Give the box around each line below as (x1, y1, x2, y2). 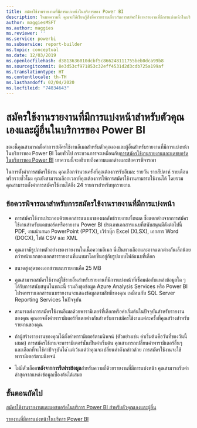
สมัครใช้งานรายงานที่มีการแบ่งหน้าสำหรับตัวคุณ (6, 111, 185, 124)
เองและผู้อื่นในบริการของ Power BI (6, 123, 145, 137)
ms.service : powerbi (6, 36, 57, 42)
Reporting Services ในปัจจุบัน (14, 296, 82, 303)
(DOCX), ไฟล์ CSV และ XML (14, 234, 78, 241)
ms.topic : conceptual (6, 47, 59, 53)
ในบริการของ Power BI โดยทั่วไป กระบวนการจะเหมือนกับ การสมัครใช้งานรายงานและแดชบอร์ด (6, 149, 189, 156)
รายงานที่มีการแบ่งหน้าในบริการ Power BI (6, 416, 89, 423)
